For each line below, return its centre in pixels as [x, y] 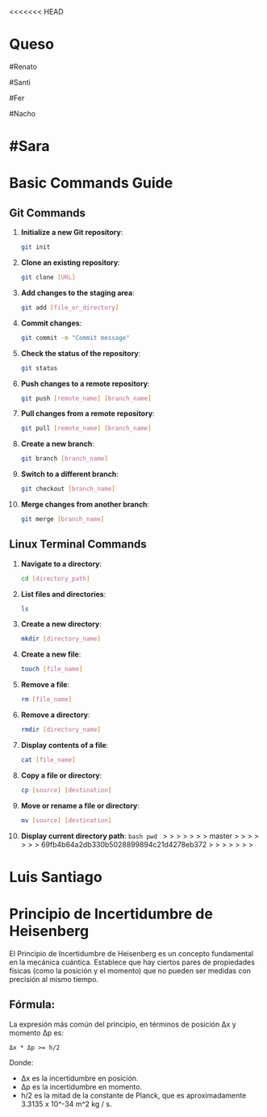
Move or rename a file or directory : [80, 805]
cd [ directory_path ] [55, 578]
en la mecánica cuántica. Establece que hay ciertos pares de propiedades [132, 962]
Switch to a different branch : [70, 474]
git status [39, 368]
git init [35, 247]
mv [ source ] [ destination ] [66, 820]
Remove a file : [45, 685]
